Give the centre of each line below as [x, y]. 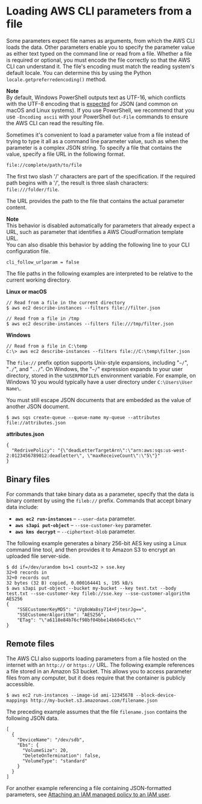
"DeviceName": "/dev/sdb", [51, 740]
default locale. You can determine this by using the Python [79, 73]
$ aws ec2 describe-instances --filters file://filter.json [84, 308]
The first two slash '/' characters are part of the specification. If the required [101, 176]
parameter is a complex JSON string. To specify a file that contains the [94, 148]
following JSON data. [33, 718]
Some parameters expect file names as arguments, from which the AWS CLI [100, 41]
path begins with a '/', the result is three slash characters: [77, 183]
